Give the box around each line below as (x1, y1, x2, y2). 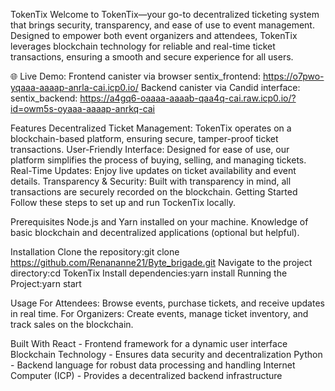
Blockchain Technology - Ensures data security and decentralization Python (10, 349, 323, 360)
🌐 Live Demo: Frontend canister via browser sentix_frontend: (10, 70, 262, 82)
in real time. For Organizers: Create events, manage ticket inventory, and (10, 308, 309, 319)
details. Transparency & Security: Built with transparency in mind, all (10, 175, 292, 187)
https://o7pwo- (263, 70, 325, 82)
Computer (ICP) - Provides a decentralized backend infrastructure (10, 370, 283, 381)
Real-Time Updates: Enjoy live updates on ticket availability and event (10, 165, 297, 176)
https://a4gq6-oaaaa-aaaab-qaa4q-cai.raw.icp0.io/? (79, 92, 297, 104)
